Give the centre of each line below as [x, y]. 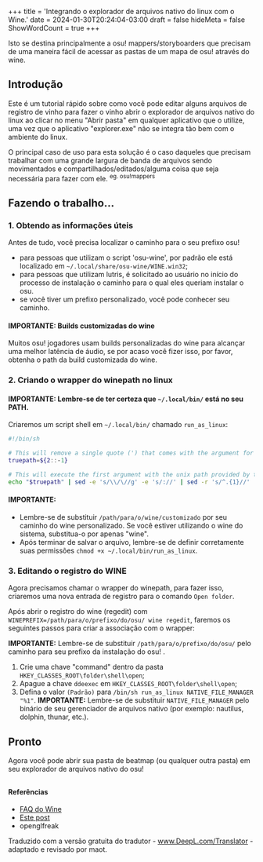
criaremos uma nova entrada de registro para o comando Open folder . [121, 597]
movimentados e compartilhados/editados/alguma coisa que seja [113, 169]
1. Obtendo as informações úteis [71, 225]
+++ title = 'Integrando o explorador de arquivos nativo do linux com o [121, 11]
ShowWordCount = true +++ [54, 28]
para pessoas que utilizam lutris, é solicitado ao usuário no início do [129, 275]
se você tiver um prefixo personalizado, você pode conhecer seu [124, 300]
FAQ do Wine [41, 809]
